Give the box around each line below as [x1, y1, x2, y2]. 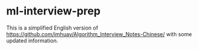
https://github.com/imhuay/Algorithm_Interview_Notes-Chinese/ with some [6, 30, 193, 37]
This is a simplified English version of [6, 24, 98, 31]
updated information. [6, 37, 58, 44]
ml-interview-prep [6, 4, 101, 18]
